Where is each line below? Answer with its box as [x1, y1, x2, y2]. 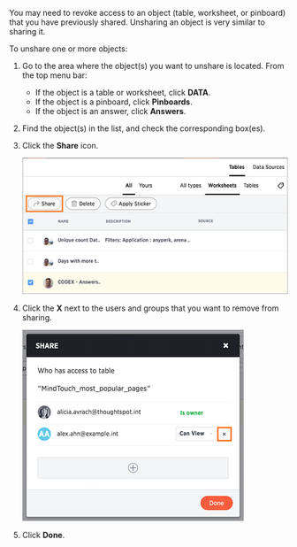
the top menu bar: [21, 70, 88, 81]
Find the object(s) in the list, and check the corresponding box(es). [21, 123, 266, 134]
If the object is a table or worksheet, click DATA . [34, 88, 211, 97]
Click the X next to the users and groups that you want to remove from [21, 303, 279, 313]
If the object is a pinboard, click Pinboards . [34, 96, 193, 107]
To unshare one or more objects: [9, 43, 128, 54]
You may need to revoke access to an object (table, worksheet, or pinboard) [9, 8, 286, 18]
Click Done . [21, 529, 65, 540]
